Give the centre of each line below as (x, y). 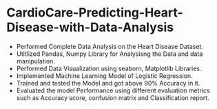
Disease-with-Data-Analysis (90, 27)
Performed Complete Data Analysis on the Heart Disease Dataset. (110, 46)
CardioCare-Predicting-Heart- (95, 13)
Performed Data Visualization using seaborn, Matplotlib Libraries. (109, 68)
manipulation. (36, 61)
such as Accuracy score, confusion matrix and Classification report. (113, 97)
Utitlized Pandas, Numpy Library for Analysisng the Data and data (110, 54)
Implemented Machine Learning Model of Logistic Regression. (105, 76)
